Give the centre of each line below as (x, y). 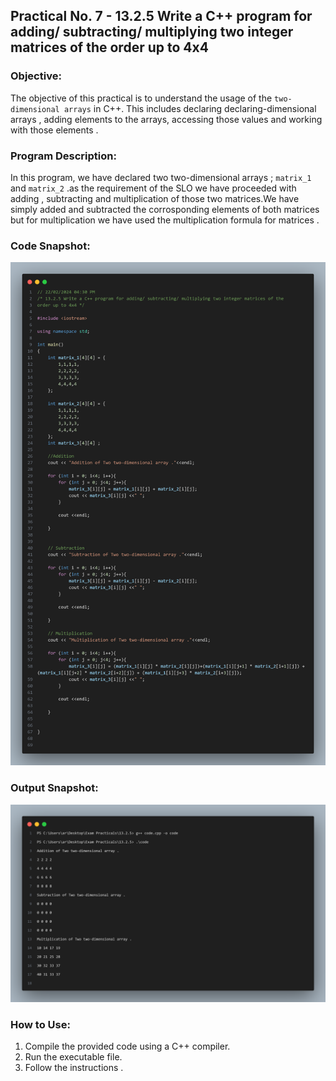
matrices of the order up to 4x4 (109, 47)
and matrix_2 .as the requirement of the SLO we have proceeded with (153, 188)
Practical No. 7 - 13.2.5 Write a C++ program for (161, 16)
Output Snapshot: (54, 788)
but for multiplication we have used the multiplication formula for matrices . (165, 220)
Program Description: (63, 156)
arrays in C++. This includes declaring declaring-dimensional (190, 108)
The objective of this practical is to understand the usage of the (141, 98)
